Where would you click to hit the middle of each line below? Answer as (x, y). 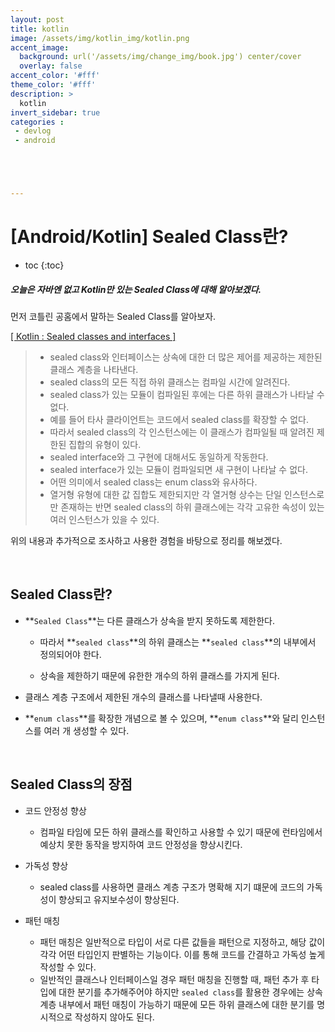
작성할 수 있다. (68, 967)
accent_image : (40, 47)
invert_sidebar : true (55, 112)
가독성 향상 (46, 865)
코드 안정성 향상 (55, 810)
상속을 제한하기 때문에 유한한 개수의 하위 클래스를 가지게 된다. (159, 675)
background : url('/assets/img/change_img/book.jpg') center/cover (160, 57)
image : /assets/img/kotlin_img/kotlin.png (100, 38)
